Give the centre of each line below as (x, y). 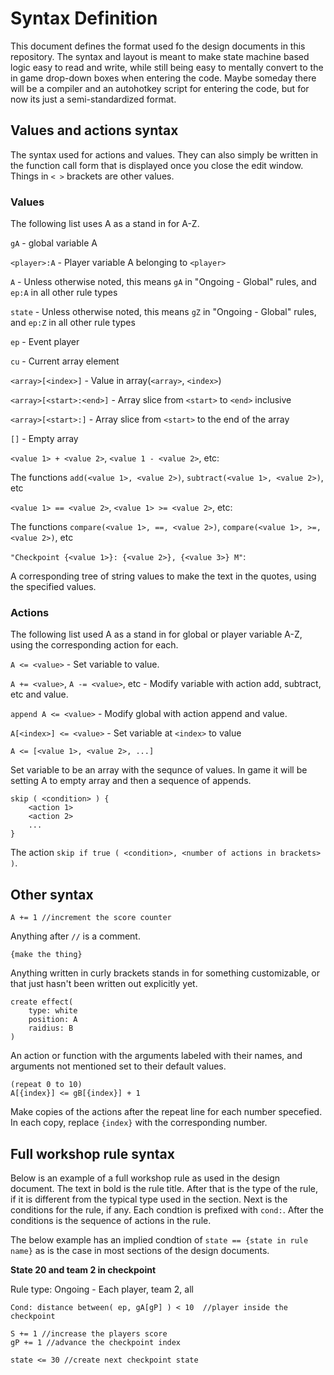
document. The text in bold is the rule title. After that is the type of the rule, (164, 1188)
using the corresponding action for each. (94, 645)
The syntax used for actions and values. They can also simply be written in (164, 154)
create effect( (42, 1002)
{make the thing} (46, 955)
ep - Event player (45, 342)
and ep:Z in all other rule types (73, 323)
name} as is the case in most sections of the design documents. (140, 1250)
